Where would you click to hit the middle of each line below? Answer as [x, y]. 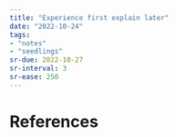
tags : [20, 34]
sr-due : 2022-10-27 [47, 60]
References [54, 121]
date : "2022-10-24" [47, 26]
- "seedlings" [36, 52]
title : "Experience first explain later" [89, 18]
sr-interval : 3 [38, 69]
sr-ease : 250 [34, 77]
